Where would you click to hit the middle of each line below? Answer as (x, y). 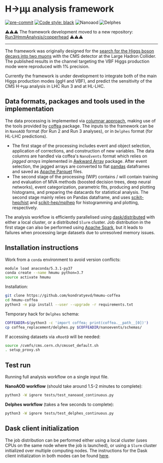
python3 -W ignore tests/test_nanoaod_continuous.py (59, 395)
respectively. (25, 207)
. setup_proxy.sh (23, 350)
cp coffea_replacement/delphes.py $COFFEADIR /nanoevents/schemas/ (73, 327)
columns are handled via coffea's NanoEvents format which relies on (80, 156)
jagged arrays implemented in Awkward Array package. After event (79, 161)
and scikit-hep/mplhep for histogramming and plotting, (84, 202)
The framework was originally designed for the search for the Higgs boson (80, 51)
